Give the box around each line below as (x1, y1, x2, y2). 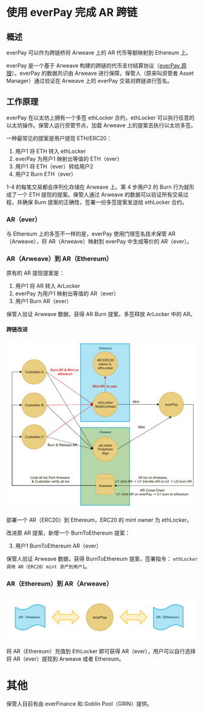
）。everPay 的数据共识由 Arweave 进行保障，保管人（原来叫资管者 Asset (12, 69, 194, 77)
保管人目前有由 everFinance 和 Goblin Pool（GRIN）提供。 (6, 700, 153, 707)
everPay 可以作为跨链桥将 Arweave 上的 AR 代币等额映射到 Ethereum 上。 (6, 49, 191, 56)
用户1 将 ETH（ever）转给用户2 (15, 163, 93, 170)
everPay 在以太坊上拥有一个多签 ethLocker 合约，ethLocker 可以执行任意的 (6, 114, 195, 121)
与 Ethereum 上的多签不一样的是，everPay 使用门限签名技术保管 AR (6, 230, 176, 237)
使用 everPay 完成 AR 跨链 (6, 5, 138, 19)
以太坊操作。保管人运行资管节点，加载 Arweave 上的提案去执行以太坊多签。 (6, 121, 196, 128)
